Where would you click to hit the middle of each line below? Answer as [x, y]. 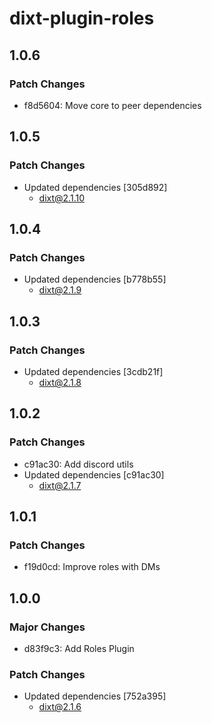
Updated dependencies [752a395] [95, 696]
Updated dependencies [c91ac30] [94, 474]
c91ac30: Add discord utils [78, 464]
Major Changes [47, 627]
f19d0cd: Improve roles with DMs [92, 567]
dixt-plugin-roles [82, 18]
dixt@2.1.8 [60, 382]
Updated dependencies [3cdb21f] [93, 371]
